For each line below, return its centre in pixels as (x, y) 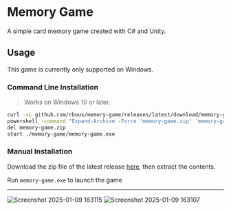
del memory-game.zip (37, 127)
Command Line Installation (53, 87)
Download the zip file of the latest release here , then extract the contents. (111, 167)
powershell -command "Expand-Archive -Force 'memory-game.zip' (100, 121)
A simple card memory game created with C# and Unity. (87, 31)
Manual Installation (40, 151)
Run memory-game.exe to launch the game (65, 180)
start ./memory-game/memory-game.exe (61, 134)
